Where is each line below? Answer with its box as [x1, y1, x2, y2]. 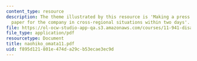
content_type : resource [6, 8, 64, 15]
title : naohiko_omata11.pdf [6, 41, 75, 47]
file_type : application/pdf [6, 30, 75, 36]
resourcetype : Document [6, 35, 64, 41]
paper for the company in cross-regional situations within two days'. [11, 19, 191, 25]
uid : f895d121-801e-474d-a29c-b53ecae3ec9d [6, 46, 114, 52]
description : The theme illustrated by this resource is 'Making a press [6, 14, 191, 20]
